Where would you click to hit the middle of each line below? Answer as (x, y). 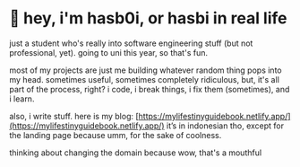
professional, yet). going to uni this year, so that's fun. (109, 52)
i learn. (22, 99)
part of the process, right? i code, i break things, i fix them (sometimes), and (150, 89)
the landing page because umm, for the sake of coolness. (116, 135)
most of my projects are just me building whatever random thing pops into (146, 70)
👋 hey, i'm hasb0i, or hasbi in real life (149, 18)
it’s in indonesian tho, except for (225, 126)
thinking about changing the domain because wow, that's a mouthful (136, 153)
